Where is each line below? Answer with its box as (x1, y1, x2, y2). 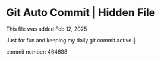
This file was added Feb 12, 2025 (6, 25, 87, 32)
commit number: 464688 (6, 48, 68, 55)
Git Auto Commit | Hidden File (6, 6, 156, 19)
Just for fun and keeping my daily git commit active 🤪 (6, 36, 137, 44)
